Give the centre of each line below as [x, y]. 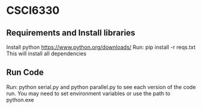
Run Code [25, 73]
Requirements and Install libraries [71, 33]
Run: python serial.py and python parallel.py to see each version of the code [101, 87]
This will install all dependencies [46, 54]
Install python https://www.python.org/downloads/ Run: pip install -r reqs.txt [101, 47]
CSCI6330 [33, 11]
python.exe [20, 99]
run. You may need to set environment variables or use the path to [88, 93]
